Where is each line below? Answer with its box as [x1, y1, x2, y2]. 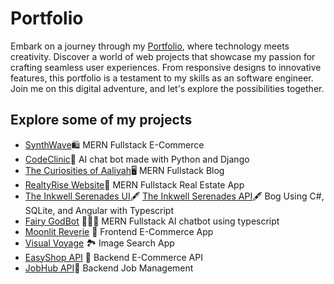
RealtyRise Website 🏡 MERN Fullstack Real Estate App [24, 178, 245, 191]
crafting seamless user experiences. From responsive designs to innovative [10, 61, 322, 73]
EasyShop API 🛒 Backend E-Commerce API [24, 251, 203, 263]
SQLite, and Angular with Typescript [24, 204, 175, 216]
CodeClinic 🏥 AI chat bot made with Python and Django [24, 153, 250, 165]
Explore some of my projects [10, 112, 193, 129]
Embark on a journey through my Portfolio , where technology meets [10, 40, 290, 52]
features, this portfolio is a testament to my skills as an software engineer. [10, 72, 314, 84]
